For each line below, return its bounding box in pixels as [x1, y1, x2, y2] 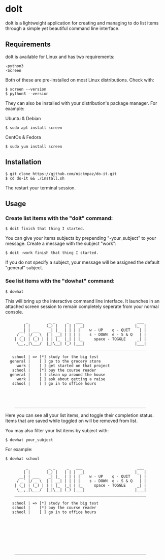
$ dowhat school [5, 456, 40, 461]
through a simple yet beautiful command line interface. [5, 25, 120, 31]
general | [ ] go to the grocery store [10, 358, 101, 364]
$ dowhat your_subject [5, 437, 53, 442]
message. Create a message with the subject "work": [5, 240, 117, 247]
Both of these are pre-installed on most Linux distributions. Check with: [5, 77, 154, 83]
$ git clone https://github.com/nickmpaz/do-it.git [5, 171, 117, 176]
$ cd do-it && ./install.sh [5, 176, 65, 181]
